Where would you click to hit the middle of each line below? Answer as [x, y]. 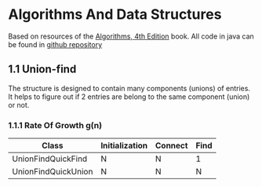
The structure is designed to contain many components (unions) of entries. [129, 88]
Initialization [124, 145]
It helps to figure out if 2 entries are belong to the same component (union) [129, 97]
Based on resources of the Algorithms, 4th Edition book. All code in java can [131, 36]
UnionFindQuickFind [50, 159]
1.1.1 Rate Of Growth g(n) [55, 125]
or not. [19, 104]
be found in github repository [55, 44]
